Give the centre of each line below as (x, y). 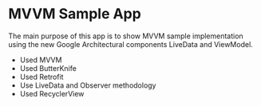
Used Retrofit (42, 77)
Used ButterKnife (48, 68)
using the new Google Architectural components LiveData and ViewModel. (130, 44)
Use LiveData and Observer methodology (88, 85)
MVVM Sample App (75, 14)
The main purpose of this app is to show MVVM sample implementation (126, 36)
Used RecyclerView (52, 93)
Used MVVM (41, 60)
